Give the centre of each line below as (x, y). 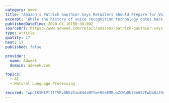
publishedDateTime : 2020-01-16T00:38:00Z (49, 24)
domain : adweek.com (30, 65)
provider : (16, 56)
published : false (23, 47)
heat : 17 (14, 42)
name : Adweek (23, 60)
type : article (20, 33)
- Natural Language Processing (43, 84)
